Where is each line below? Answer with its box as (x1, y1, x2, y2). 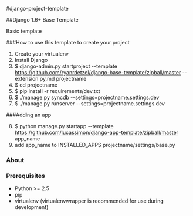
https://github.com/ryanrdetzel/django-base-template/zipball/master (14, 69, 181, 76)
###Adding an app (6, 111, 52, 118)
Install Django (14, 57, 48, 63)
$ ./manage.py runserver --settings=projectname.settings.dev (14, 100, 165, 107)
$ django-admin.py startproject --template (14, 63, 117, 70)
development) (14, 204, 49, 211)
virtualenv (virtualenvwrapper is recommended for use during (14, 197, 164, 204)
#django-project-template (6, 5, 69, 12)
